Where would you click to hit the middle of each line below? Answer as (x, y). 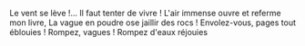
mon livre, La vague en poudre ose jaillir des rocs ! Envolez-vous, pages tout (153, 23)
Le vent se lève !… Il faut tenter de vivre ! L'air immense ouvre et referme (145, 13)
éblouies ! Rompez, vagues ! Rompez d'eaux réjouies (108, 32)
